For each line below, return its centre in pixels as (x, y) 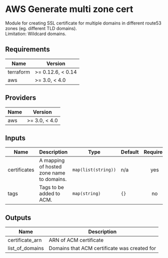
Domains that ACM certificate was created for (102, 248)
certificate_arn (25, 240)
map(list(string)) (94, 170)
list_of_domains (26, 248)
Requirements (27, 49)
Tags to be (51, 187)
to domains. (53, 179)
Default (130, 152)
